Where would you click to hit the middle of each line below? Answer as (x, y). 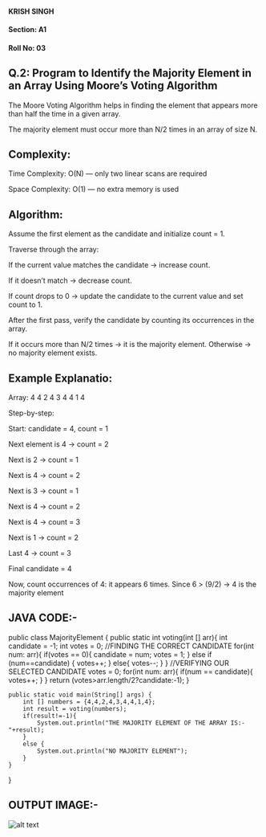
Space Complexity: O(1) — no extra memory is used (94, 190)
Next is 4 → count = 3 (44, 522)
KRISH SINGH (31, 11)
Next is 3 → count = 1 (43, 491)
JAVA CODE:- (43, 618)
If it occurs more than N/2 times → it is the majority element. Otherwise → (130, 345)
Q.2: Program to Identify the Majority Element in (130, 73)
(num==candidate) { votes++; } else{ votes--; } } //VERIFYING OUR (119, 663)
